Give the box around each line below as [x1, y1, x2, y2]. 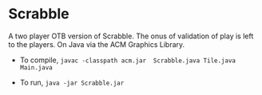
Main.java [19, 63, 54, 72]
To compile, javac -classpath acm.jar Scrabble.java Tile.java [19, 55, 236, 65]
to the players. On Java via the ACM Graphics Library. [8, 39, 185, 49]
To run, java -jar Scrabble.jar [19, 77, 125, 87]
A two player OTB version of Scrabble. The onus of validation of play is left [8, 31, 254, 41]
